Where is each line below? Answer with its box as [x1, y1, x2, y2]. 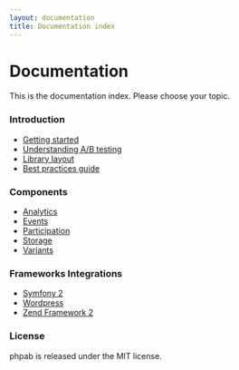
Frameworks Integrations [9, 267, 123, 279]
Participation [22, 226, 71, 237]
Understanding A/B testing [22, 143, 122, 154]
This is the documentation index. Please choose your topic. [9, 91, 231, 102]
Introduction [9, 113, 65, 126]
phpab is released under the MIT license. [9, 350, 163, 361]
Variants [22, 245, 54, 256]
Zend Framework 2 [22, 307, 93, 318]
